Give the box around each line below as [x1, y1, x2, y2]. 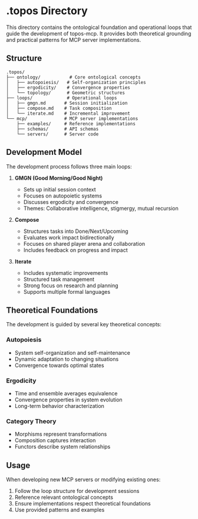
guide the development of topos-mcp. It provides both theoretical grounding [6, 30, 192, 37]
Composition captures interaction [14, 437, 96, 444]
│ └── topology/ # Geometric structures [6, 90, 126, 96]
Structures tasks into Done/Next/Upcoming [23, 228, 128, 235]
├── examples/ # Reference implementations [16, 121, 136, 126]
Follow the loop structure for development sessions [14, 488, 140, 495]
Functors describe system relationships [14, 443, 111, 450]
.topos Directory [6, 4, 88, 18]
